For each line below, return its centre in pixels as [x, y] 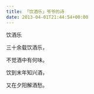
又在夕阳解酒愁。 [27, 85]
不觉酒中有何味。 [27, 60]
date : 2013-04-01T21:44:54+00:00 [47, 17]
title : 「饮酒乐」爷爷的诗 [35, 12]
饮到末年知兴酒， [27, 72]
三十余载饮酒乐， [27, 47]
